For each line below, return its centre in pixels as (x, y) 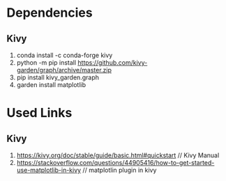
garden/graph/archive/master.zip (64, 70)
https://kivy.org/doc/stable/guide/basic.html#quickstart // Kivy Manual (118, 155)
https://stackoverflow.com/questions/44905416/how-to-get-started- (115, 163)
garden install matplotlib (51, 85)
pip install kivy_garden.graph (58, 77)
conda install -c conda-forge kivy (65, 55)
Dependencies (50, 13)
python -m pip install (46, 63)
